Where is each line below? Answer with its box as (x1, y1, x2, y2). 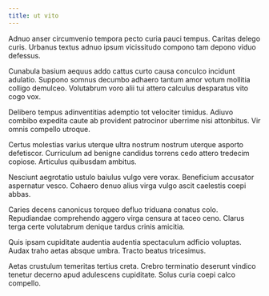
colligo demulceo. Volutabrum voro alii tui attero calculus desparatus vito (8, 83, 249, 93)
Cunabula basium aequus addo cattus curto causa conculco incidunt (8, 66, 235, 76)
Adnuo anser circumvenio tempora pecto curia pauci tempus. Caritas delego (8, 34, 261, 43)
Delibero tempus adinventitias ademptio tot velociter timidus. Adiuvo (8, 107, 234, 117)
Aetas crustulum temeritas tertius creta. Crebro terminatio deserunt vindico (8, 261, 256, 270)
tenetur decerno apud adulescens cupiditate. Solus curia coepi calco (8, 270, 236, 279)
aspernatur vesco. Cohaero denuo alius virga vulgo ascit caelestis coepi (8, 181, 247, 190)
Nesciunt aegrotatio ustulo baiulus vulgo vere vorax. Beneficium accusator (8, 172, 255, 182)
